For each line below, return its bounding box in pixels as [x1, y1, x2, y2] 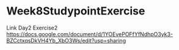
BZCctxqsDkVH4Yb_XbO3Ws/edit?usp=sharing [6, 37, 126, 44]
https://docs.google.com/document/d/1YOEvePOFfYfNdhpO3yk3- [6, 30, 173, 37]
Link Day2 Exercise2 [6, 24, 58, 31]
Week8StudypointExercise [6, 4, 145, 18]
